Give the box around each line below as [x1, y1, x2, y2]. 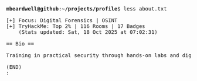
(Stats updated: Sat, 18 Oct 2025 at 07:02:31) [18, 29, 158, 35]
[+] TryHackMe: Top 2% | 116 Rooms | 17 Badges [6, 23, 145, 29]
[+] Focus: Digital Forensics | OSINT [6, 17, 118, 23]
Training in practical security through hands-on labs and [6, 52, 180, 58]
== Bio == [6, 41, 34, 47]
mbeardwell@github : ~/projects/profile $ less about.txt [6, 6, 167, 12]
